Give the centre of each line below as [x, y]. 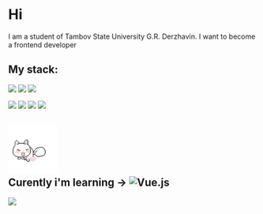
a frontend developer [43, 44]
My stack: [33, 70]
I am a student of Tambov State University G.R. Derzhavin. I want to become [132, 36]
